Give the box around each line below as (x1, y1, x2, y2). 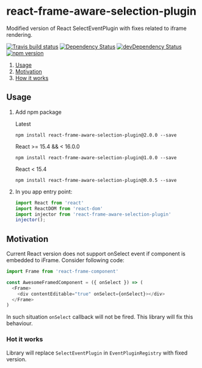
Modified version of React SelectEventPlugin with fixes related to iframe (6, 24, 187, 32)
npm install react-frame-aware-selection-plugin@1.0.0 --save (15, 154, 177, 160)
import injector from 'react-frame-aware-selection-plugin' (15, 211, 171, 217)
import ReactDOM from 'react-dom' (15, 205, 103, 212)
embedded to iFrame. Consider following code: (6, 257, 125, 264)
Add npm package (15, 108, 62, 116)
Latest (15, 120, 32, 127)
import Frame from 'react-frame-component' (6, 268, 119, 275)
